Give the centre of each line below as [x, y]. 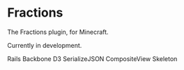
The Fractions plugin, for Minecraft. [58, 32]
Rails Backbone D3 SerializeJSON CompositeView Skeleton [92, 59]
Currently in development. [45, 45]
